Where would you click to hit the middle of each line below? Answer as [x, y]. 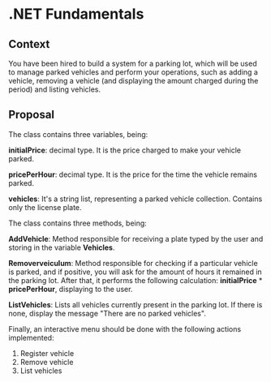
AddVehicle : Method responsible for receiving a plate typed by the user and [136, 238]
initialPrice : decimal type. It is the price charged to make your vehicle [125, 150]
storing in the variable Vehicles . [62, 247]
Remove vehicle [47, 362]
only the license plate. [45, 207]
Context [29, 44]
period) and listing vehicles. [55, 89]
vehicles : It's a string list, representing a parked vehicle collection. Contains [135, 199]
